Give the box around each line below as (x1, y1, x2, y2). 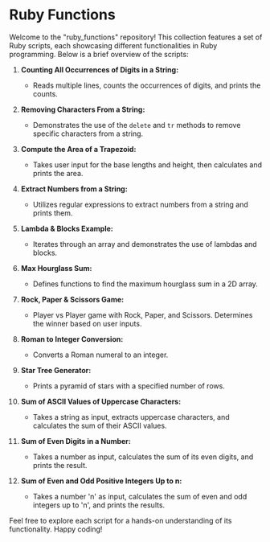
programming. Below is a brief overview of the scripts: (9, 49, 189, 59)
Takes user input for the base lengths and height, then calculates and (32, 159, 263, 170)
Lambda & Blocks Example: (20, 224, 113, 233)
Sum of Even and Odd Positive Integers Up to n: (20, 476, 182, 486)
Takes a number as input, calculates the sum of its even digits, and (32, 452, 254, 462)
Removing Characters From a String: (20, 105, 145, 114)
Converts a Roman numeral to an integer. (32, 350, 169, 359)
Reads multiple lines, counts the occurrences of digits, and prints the (32, 80, 261, 90)
